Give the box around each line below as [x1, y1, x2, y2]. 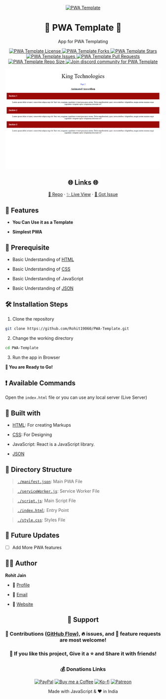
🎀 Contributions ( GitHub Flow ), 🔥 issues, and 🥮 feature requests [5, 631, 161, 637]
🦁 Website [12, 601, 34, 607]
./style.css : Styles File [17, 517, 66, 523]
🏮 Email [12, 591, 28, 597]
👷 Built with [5, 409, 41, 417]
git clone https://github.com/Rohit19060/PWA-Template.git [5, 326, 129, 331]
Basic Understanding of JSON [12, 285, 74, 291]
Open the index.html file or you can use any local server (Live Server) [5, 394, 147, 400]
